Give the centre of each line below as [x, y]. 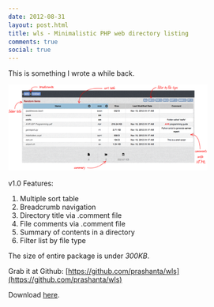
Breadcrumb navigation [58, 207]
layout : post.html [38, 25]
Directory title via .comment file [71, 215]
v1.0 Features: [31, 183]
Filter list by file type [53, 241]
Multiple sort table [49, 199]
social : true [30, 50]
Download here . [34, 295]
